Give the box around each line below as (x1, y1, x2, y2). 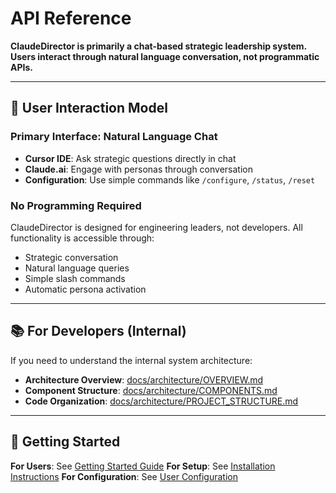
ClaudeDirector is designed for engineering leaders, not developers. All (10, 221, 303, 233)
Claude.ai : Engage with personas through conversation (24, 163, 253, 175)
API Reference (10, 7, 132, 30)
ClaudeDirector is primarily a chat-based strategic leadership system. (10, 40, 307, 52)
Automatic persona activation (24, 283, 147, 295)
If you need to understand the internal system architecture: (10, 354, 253, 366)
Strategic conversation (24, 251, 119, 263)
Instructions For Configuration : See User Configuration (10, 470, 238, 482)
